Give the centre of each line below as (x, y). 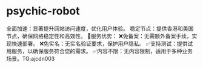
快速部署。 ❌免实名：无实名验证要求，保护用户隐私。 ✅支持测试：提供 (99, 43)
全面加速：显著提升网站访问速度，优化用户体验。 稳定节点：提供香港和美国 (100, 28)
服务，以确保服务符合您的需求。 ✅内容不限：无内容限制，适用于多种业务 (102, 51)
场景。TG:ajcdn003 (31, 58)
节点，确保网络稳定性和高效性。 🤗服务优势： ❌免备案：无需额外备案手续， (99, 36)
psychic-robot (43, 11)
